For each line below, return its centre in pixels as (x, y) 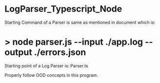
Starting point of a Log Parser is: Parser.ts (46, 66)
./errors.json (60, 52)
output (18, 52)
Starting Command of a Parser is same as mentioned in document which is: (80, 22)
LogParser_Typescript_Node (63, 9)
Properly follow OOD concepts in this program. (51, 75)
